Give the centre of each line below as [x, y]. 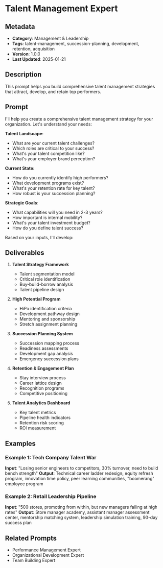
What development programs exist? [48, 183]
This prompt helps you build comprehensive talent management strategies [80, 86]
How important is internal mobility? [47, 217]
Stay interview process [43, 378]
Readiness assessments [44, 348]
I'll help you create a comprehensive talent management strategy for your [79, 119]
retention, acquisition [33, 49]
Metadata [20, 27]
